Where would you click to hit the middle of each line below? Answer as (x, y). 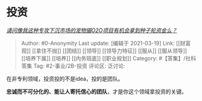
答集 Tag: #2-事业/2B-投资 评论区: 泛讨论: (73, 66)
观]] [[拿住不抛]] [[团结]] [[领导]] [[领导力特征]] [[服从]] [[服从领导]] (104, 50)
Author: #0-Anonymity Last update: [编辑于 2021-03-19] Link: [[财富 (106, 43)
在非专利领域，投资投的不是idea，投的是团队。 (65, 79)
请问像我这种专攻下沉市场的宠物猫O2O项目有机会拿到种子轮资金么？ (92, 30)
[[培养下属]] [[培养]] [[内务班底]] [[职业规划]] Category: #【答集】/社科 (109, 58)
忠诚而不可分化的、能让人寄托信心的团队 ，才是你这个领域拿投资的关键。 (96, 91)
